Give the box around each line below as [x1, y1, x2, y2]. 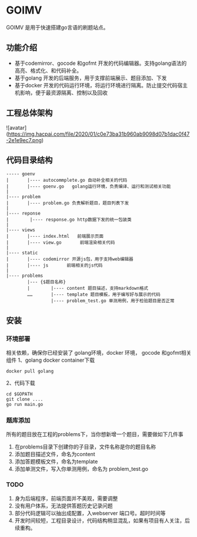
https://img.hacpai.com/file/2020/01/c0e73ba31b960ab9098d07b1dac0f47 [8, 130, 190, 137]
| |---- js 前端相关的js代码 [6, 263, 103, 268]
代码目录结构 [6, 155, 53, 165]
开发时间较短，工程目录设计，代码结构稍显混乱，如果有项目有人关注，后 [14, 517, 190, 524]
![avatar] [6, 124, 27, 131]
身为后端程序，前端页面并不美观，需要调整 [14, 495, 118, 502]
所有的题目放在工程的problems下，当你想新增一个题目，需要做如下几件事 [6, 431, 183, 438]
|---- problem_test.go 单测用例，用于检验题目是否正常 [51, 298, 175, 304]
